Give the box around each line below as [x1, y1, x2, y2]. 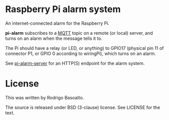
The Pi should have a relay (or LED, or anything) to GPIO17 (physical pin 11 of [5, 45, 164, 51]
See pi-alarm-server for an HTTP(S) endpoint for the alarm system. [5, 60, 145, 66]
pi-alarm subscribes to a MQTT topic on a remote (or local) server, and [5, 30, 153, 36]
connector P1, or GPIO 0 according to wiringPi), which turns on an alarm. [5, 50, 156, 56]
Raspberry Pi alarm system [5, 4, 121, 15]
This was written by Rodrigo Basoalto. [5, 94, 84, 100]
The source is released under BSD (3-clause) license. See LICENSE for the [5, 104, 160, 110]
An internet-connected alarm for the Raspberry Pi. [5, 20, 109, 26]
